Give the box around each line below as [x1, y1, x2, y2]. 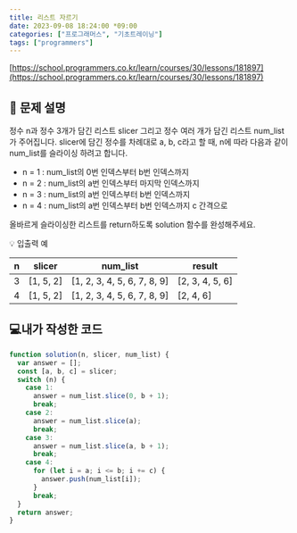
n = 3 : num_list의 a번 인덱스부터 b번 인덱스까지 [21, 189, 190, 200]
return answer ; [17, 508, 74, 517]
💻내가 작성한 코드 [9, 322, 103, 337]
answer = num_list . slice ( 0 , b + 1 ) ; [32, 392, 169, 401]
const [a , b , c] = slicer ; [17, 367, 118, 376]
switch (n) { [17, 375, 66, 384]
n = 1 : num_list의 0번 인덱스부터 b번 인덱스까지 [21, 167, 189, 178]
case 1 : [25, 383, 54, 393]
